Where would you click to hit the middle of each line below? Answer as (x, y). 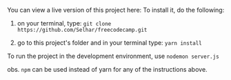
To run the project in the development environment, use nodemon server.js (113, 56)
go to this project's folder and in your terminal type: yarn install (109, 43)
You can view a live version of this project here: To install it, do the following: (116, 10)
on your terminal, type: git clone (64, 23)
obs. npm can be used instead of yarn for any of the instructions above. (108, 69)
